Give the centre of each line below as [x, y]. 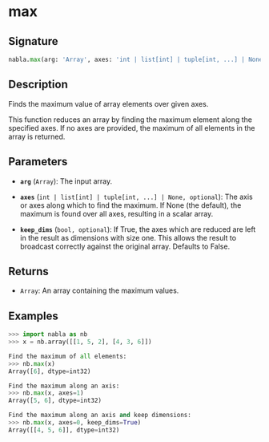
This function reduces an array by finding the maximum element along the [130, 120]
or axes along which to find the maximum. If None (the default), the [130, 205]
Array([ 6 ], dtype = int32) [50, 371]
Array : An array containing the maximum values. [99, 290]
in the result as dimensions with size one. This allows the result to [128, 237]
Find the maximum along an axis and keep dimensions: [100, 416]
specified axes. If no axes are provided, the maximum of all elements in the [132, 128]
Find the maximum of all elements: [68, 356]
